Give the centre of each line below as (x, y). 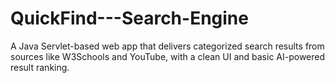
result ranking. (40, 67)
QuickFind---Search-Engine (129, 18)
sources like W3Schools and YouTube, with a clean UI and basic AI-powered (168, 56)
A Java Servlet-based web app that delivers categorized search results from (167, 46)
